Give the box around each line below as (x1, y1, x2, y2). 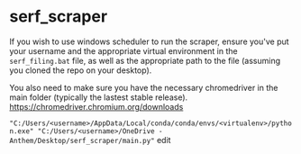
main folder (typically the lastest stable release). (9, 92, 188, 103)
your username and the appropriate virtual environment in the (9, 45, 238, 56)
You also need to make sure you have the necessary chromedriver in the (9, 82, 278, 93)
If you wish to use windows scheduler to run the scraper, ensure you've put (9, 36, 290, 47)
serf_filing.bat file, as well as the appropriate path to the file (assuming (9, 55, 281, 66)
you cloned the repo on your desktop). (9, 65, 152, 76)
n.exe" (9, 126, 34, 136)
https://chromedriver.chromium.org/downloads (9, 101, 184, 112)
